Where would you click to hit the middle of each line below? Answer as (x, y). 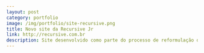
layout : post (23, 12)
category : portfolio (32, 18)
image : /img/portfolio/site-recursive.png (61, 23)
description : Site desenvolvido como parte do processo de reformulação (100, 40)
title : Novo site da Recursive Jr (50, 29)
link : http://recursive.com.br (46, 35)
